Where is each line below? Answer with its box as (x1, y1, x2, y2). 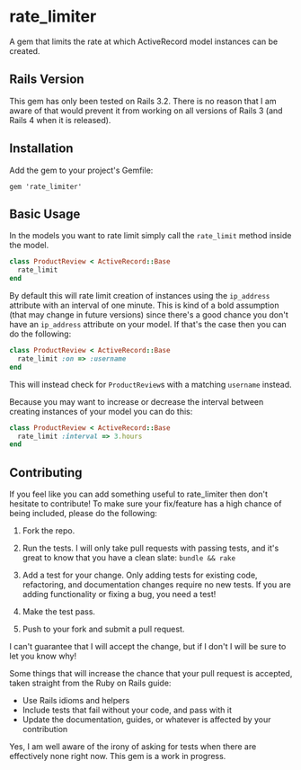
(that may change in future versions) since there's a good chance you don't (9, 309, 289, 320)
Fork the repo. (22, 525, 75, 536)
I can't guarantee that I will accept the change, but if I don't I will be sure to (9, 641, 287, 652)
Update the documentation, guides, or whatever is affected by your (22, 714, 271, 725)
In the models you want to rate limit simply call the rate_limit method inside (9, 230, 292, 241)
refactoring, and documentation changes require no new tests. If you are (22, 579, 292, 590)
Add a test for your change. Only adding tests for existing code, (22, 569, 258, 581)
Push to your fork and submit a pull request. (22, 623, 185, 635)
